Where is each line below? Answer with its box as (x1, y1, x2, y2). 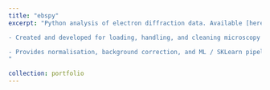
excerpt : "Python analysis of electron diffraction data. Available (8, 19, 243, 27)
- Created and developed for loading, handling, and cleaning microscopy (8, 33, 261, 41)
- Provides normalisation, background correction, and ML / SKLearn (8, 48, 243, 56)
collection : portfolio (8, 69, 84, 78)
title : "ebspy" (8, 11, 59, 20)
